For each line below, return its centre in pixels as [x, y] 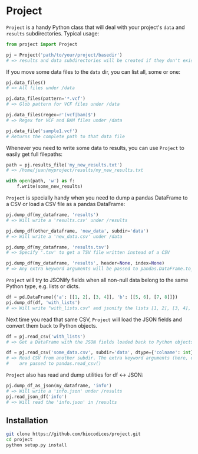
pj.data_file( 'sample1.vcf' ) [42, 131]
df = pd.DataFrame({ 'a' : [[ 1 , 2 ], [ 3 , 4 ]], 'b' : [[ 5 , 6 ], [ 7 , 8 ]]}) [92, 297]
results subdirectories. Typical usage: [53, 33]
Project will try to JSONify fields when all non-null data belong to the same [97, 280]
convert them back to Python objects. [52, 325]
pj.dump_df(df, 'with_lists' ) [43, 302]
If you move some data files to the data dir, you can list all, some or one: [93, 71]
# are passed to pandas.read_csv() [54, 364]
